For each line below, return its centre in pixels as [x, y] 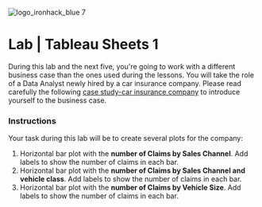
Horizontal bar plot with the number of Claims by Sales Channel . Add [134, 154]
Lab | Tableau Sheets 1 [83, 45]
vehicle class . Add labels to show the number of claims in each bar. [131, 179]
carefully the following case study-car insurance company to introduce [124, 92]
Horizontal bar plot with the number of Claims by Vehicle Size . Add [130, 188]
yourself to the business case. [58, 100]
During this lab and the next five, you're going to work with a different [122, 66]
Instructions [33, 121]
